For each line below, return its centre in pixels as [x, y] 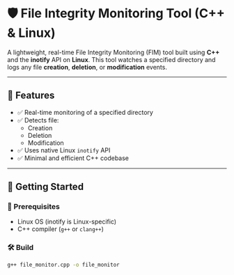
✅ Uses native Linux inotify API [64, 150]
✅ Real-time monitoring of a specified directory [85, 112]
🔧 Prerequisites [34, 207]
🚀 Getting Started [46, 187]
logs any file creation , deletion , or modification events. [87, 67]
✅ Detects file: [38, 120]
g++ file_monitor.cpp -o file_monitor [63, 265]
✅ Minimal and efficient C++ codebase [73, 158]
